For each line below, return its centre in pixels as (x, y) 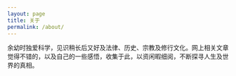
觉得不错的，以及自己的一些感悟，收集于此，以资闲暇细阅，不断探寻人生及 (115, 56)
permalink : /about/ (36, 27)
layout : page (26, 14)
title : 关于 (24, 20)
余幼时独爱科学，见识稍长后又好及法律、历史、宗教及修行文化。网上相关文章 (118, 48)
